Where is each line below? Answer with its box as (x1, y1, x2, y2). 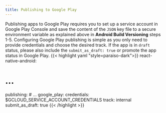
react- (139, 53, 153, 58)
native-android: (5, 57, 37, 63)
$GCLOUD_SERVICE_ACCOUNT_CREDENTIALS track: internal (5, 97, 132, 103)
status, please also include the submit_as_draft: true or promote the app (5, 47, 157, 53)
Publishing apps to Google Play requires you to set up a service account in (5, 21, 158, 27)
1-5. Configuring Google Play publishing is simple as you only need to (5, 37, 148, 43)
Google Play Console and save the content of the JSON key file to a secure (5, 26, 156, 32)
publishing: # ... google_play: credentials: (5, 91, 90, 97)
